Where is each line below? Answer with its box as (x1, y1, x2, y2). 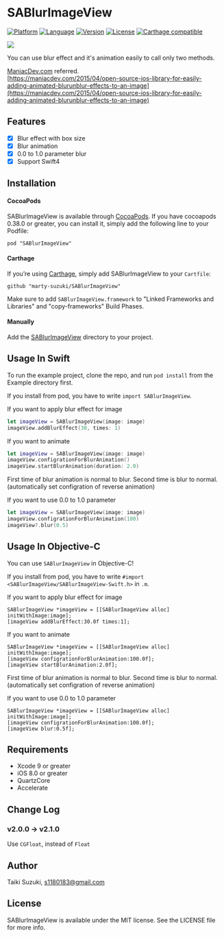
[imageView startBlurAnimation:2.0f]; (7, 661, 118, 668)
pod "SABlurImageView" (7, 240, 72, 247)
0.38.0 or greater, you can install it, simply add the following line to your (7, 219, 209, 228)
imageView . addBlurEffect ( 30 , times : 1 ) (7, 424, 121, 431)
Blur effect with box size (16, 134, 86, 142)
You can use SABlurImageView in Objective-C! (7, 559, 134, 567)
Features (7, 116, 46, 127)
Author (7, 860, 38, 871)
